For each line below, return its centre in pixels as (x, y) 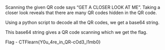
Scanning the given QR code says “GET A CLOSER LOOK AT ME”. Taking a (83, 7)
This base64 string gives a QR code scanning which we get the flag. (76, 32)
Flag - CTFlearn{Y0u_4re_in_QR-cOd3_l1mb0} (53, 42)
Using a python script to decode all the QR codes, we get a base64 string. (82, 22)
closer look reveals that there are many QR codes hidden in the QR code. (81, 13)
